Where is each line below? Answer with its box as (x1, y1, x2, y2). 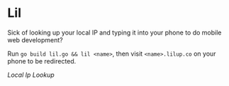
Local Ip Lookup (7, 70, 55, 79)
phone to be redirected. (7, 56, 77, 65)
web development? (7, 35, 63, 44)
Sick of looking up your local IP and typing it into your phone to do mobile (7, 28, 222, 37)
